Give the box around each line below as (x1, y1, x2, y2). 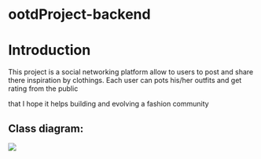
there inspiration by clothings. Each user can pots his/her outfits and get (8, 76, 242, 85)
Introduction (8, 42, 91, 60)
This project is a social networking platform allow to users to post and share (8, 67, 254, 77)
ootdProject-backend (8, 5, 151, 23)
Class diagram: (8, 121, 84, 135)
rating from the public (8, 84, 79, 93)
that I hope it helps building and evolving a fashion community (8, 99, 210, 109)
